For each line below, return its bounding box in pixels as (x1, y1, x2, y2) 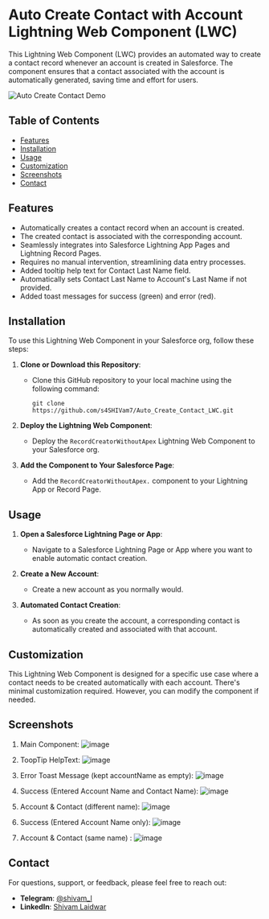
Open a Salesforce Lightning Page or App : (19, 530, 163, 539)
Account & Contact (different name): (19, 802, 141, 811)
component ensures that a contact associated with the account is (8, 66, 225, 76)
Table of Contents (8, 114, 100, 128)
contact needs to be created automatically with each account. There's (8, 678, 241, 687)
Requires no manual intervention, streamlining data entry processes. (19, 257, 247, 266)
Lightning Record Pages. (19, 248, 102, 258)
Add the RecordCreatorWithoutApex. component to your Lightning (31, 476, 248, 486)
